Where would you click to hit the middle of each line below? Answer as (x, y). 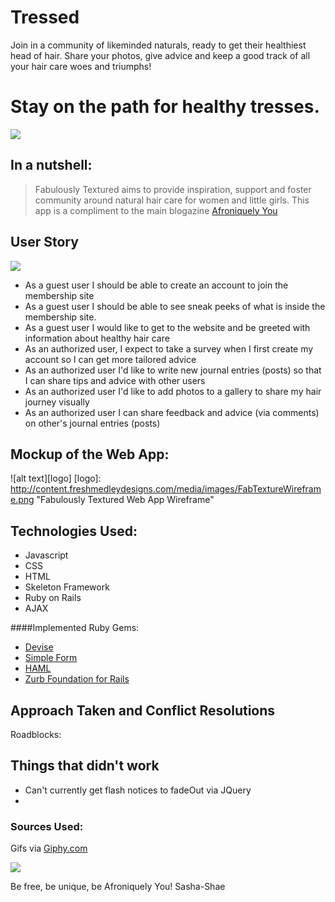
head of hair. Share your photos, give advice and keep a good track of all (160, 55)
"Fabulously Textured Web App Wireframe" (125, 500)
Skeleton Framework (67, 587)
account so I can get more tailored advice (110, 359)
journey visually (57, 402)
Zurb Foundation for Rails (77, 679)
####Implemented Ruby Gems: (75, 628)
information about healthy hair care (97, 338)
